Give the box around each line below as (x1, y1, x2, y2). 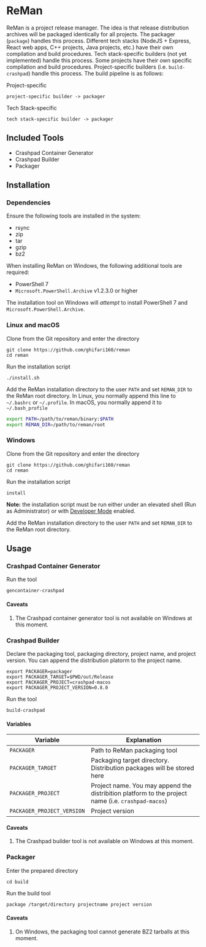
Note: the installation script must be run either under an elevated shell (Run (6, 501, 196, 508)
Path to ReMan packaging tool (91, 746, 178, 755)
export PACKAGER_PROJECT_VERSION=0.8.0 (6, 684, 109, 691)
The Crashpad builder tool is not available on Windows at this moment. (15, 838, 194, 845)
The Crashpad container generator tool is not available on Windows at (15, 614, 193, 622)
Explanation (126, 736, 162, 744)
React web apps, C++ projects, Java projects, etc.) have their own (6, 44, 174, 51)
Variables (6, 720, 32, 728)
